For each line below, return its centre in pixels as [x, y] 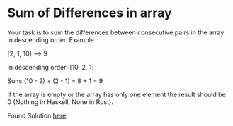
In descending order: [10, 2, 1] [51, 67]
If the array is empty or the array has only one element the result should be [116, 94]
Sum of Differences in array [90, 13]
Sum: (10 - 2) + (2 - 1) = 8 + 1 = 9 [55, 81]
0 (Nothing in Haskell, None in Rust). [60, 102]
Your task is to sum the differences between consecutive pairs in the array [116, 32]
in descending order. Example [51, 39]
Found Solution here [37, 115]
